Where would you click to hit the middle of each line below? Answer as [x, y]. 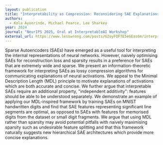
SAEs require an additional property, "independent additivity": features [76, 91]
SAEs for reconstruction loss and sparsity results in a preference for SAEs [79, 60]
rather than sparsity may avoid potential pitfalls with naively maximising [76, 122]
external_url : [19, 37]
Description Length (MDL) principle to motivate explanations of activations [79, 81]
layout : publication [26, 9]
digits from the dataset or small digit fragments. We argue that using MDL [78, 117]
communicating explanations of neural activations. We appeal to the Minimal [81, 76]
